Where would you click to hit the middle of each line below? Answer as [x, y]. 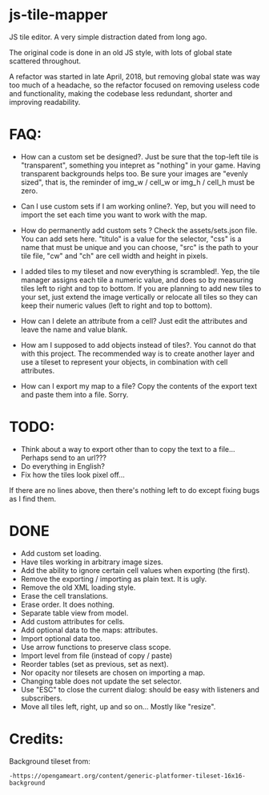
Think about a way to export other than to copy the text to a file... [128, 449]
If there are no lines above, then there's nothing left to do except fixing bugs [134, 490]
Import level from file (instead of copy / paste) [96, 656]
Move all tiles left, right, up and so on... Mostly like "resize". [118, 706]
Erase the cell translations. [64, 595]
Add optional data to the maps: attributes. [89, 630]
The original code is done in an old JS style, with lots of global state [121, 52]
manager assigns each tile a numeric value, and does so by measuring [137, 280]
